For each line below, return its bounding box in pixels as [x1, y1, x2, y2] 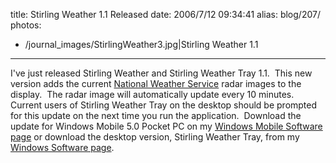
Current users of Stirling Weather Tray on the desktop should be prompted [10, 99, 318, 111]
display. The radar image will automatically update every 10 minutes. [10, 89, 295, 100]
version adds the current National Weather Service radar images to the [10, 78, 302, 89]
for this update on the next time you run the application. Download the [10, 110, 302, 121]
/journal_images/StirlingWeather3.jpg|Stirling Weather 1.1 [24, 39, 259, 50]
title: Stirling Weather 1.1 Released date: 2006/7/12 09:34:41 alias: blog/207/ [10, 9, 321, 20]
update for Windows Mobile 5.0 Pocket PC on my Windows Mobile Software [10, 120, 323, 132]
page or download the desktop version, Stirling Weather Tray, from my [10, 131, 300, 143]
